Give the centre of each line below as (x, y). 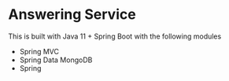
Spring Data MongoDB (56, 60)
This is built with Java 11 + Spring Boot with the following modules (115, 36)
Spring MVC (39, 51)
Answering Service (72, 15)
